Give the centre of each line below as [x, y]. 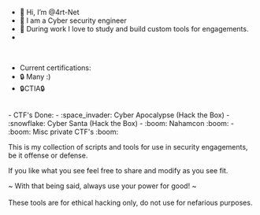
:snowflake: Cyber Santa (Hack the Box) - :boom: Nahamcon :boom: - [121, 123]
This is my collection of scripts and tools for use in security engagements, [128, 147]
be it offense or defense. [48, 155]
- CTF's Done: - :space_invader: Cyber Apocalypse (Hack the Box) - [119, 115]
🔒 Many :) [35, 76]
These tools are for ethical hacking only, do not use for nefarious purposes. [130, 202]
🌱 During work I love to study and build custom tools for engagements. [134, 29]
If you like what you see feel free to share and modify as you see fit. [118, 171]
